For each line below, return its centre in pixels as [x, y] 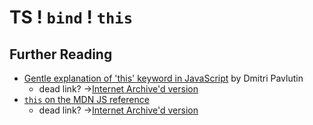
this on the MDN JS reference [86, 99]
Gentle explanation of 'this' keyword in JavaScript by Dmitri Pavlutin [163, 78]
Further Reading [61, 54]
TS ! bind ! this [71, 17]
